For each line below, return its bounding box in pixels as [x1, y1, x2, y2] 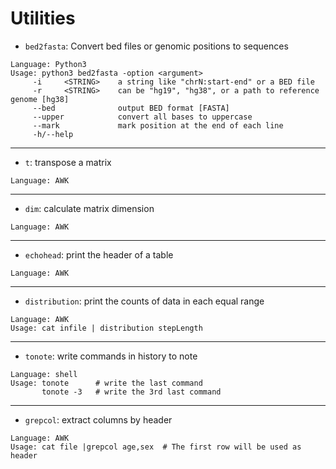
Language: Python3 [10, 59, 87, 69]
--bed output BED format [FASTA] [32, 103, 230, 113]
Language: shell [10, 369, 78, 379]
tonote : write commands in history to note [24, 350, 198, 362]
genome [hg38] [10, 94, 70, 104]
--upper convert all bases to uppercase [32, 112, 253, 122]
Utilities [10, 7, 76, 30]
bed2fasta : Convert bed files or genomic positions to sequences [24, 40, 289, 52]
